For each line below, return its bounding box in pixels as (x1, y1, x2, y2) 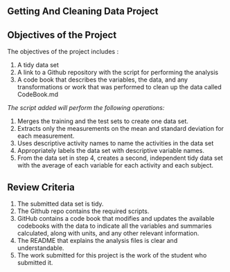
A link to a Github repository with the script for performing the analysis (17, 69, 219, 77)
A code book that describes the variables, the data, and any (17, 75, 188, 84)
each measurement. (17, 132, 75, 140)
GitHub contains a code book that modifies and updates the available (17, 215, 215, 223)
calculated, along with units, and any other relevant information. (17, 229, 200, 237)
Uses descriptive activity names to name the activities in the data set (17, 139, 214, 147)
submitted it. (17, 259, 53, 267)
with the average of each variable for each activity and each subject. (17, 161, 213, 170)
